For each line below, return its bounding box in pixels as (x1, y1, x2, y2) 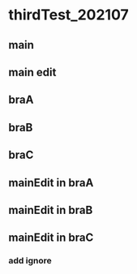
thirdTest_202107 (8, 6, 130, 24)
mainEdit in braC (8, 231, 94, 245)
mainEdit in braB (8, 203, 93, 216)
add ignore (8, 255, 52, 267)
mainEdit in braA (8, 176, 94, 190)
